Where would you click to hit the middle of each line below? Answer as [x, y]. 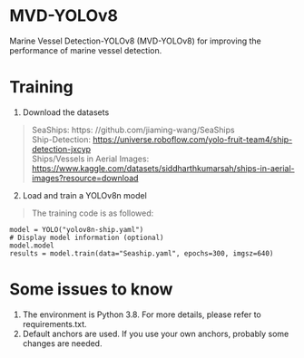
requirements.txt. [55, 324]
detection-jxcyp [61, 149]
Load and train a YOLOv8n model [84, 195]
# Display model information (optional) [87, 237]
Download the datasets [66, 112]
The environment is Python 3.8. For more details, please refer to [142, 314]
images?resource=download [85, 178]
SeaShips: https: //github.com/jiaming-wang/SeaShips [133, 130]
